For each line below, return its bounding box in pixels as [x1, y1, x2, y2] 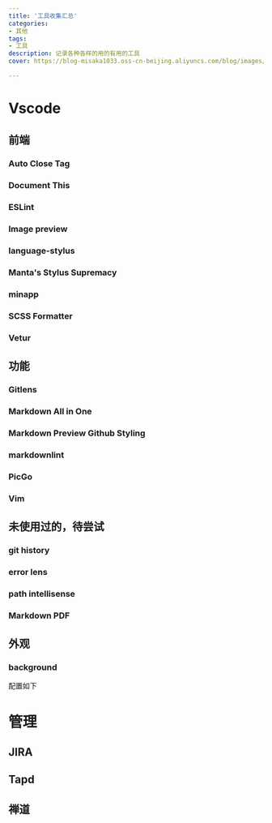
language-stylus [8, 245, 75, 256]
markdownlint [8, 449, 65, 461]
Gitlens [8, 384, 38, 396]
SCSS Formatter [8, 310, 73, 321]
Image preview [8, 224, 68, 235]
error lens [8, 566, 48, 577]
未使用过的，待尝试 [8, 520, 104, 534]
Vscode [8, 99, 62, 118]
